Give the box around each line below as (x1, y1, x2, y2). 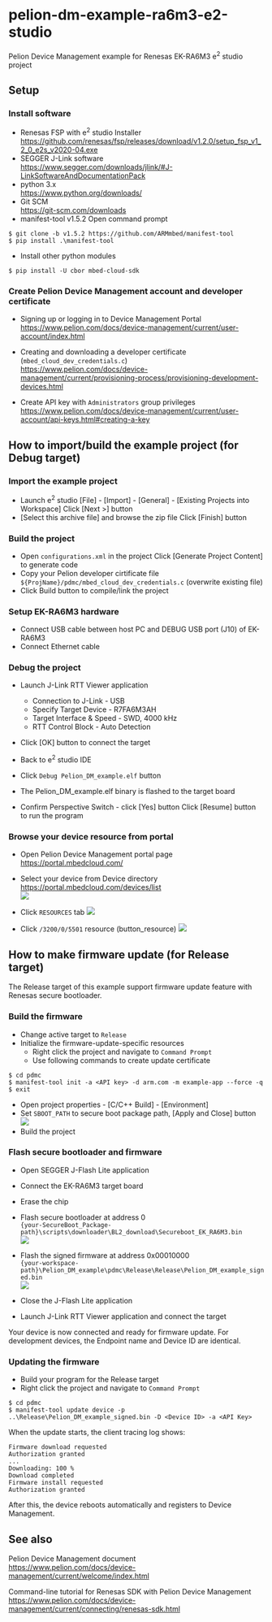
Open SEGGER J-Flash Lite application (19, 1164, 149, 1175)
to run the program (19, 811, 84, 821)
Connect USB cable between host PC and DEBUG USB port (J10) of (19, 624, 246, 635)
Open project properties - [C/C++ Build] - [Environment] (19, 1099, 209, 1109)
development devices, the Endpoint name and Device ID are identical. (8, 1335, 241, 1346)
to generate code (19, 559, 79, 570)
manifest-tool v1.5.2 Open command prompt (19, 214, 168, 223)
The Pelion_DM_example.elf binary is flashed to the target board (19, 787, 235, 796)
